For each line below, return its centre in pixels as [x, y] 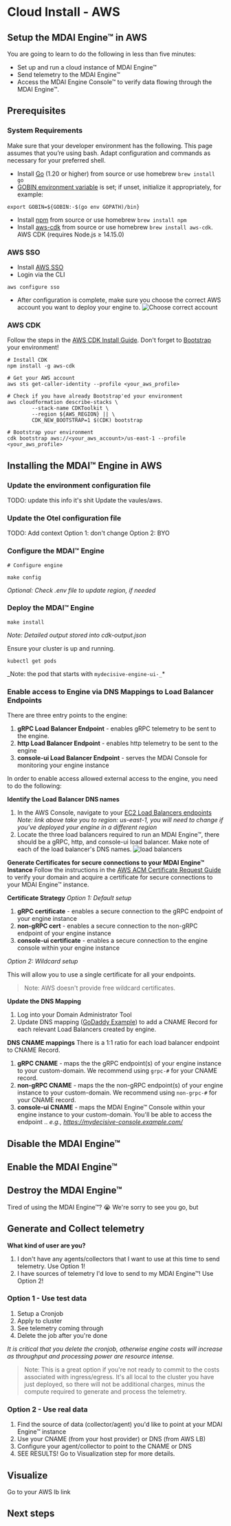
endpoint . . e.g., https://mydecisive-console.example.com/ [100, 1122]
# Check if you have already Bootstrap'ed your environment [95, 396]
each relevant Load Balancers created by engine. [87, 1029]
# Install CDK [27, 360]
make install [26, 622]
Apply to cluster [40, 1321]
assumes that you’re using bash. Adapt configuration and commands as [109, 153]
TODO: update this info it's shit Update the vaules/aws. [85, 500]
